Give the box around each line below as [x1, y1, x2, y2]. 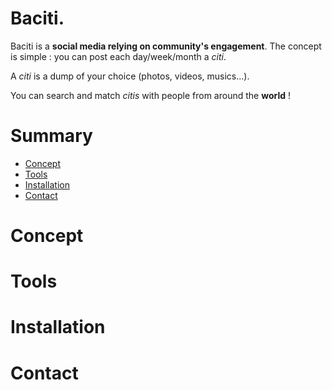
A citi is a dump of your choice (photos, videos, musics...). [10, 70, 250, 82]
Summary [10, 125, 93, 147]
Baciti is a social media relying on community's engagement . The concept [10, 40, 322, 52]
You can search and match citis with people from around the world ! [10, 89, 291, 101]
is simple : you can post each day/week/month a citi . [10, 50, 227, 62]
